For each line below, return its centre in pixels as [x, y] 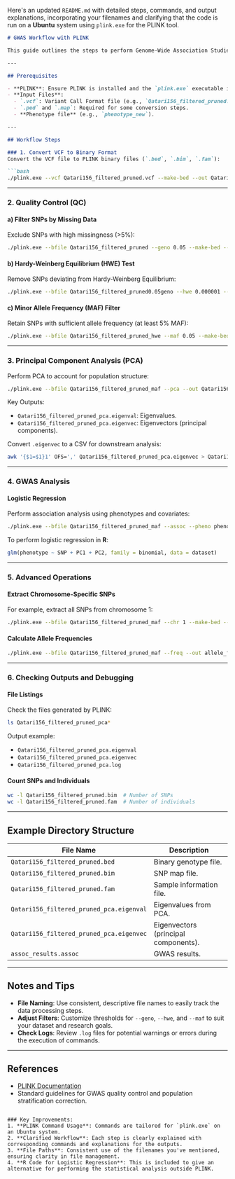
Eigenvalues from [182, 905]
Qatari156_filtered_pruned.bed [63, 862]
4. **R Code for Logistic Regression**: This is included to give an [111, 1162]
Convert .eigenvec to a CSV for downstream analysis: [84, 444]
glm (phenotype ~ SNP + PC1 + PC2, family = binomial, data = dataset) [112, 553]
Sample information [186, 885]
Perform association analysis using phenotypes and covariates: [99, 513]
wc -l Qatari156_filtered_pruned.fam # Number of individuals [101, 802]
